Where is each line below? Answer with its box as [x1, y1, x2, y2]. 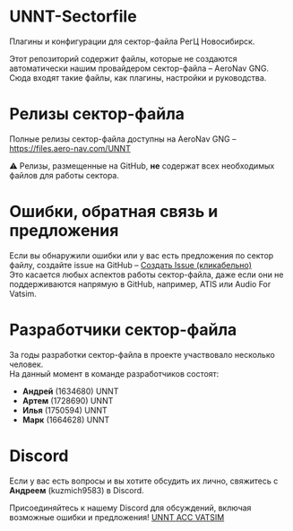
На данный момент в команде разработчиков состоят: [9, 368, 220, 379]
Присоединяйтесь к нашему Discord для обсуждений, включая [9, 502, 252, 513]
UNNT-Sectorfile [9, 6, 137, 27]
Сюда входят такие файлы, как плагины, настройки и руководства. [9, 72, 267, 83]
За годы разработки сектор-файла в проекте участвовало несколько [9, 349, 275, 360]
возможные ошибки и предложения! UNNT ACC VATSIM [9, 511, 225, 522]
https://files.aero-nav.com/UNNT [9, 143, 132, 153]
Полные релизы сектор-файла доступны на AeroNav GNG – [9, 133, 237, 144]
